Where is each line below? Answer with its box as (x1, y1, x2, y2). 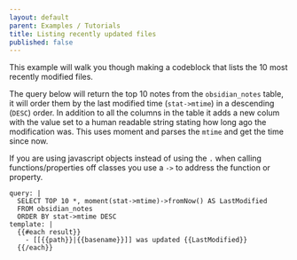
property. (9, 172, 43, 183)
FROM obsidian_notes (17, 205, 93, 214)
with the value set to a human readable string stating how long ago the (9, 117, 267, 128)
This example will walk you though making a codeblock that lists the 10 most (9, 62, 288, 73)
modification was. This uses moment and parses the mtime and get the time (9, 126, 284, 138)
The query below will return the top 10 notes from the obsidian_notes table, (9, 89, 284, 99)
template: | (9, 220, 53, 229)
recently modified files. (9, 72, 93, 83)
